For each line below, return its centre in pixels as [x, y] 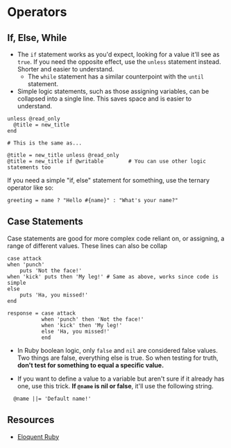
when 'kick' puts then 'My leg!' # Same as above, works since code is [113, 276]
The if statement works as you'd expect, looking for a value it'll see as [118, 54]
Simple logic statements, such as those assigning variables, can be [113, 91]
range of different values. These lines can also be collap [87, 246]
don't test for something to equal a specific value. [91, 365]
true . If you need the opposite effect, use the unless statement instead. [119, 62]
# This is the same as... [44, 143]
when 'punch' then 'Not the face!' [93, 319]
